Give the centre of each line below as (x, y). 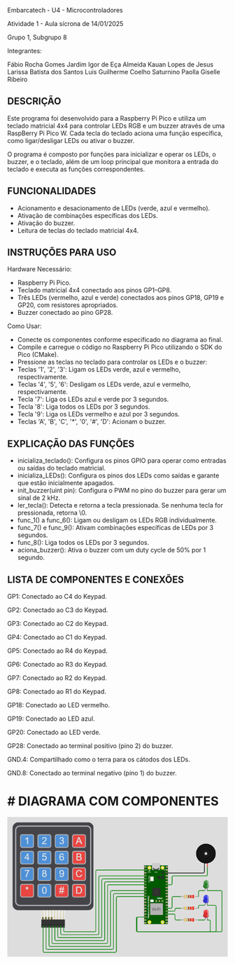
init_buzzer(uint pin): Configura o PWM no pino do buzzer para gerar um (122, 491)
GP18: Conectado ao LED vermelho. (59, 705)
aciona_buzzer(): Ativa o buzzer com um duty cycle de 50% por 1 (112, 550)
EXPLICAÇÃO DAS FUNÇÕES (71, 443)
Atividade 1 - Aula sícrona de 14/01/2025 (65, 23)
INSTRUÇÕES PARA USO (62, 253)
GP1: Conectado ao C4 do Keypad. (57, 597)
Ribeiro (17, 79)
